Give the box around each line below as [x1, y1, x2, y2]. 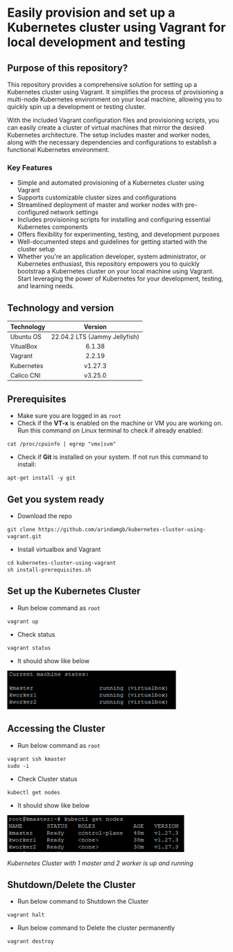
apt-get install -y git [7, 474, 76, 482]
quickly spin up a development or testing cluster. [7, 103, 146, 110]
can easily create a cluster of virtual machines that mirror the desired [7, 124, 205, 131]
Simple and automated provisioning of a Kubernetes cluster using [17, 178, 205, 187]
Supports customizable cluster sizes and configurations [17, 193, 177, 202]
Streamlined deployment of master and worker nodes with [17, 201, 184, 209]
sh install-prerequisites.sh [7, 566, 92, 574]
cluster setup [17, 245, 55, 253]
